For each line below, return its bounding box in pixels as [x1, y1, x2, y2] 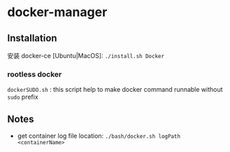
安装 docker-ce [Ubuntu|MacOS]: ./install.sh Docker [7, 52, 165, 60]
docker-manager [7, 4, 108, 20]
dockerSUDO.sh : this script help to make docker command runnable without [7, 85, 223, 94]
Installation [7, 32, 57, 44]
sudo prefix [7, 92, 38, 102]
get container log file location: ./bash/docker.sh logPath [17, 132, 180, 140]
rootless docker [7, 69, 62, 79]
